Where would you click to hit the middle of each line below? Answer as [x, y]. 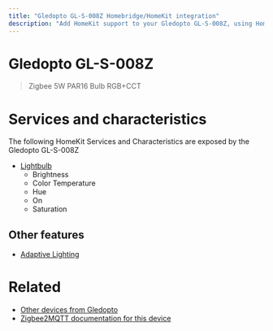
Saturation [50, 209]
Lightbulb [36, 166]
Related [35, 287]
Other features [46, 235]
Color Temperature [64, 183]
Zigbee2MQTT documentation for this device [95, 319]
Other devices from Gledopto [69, 310]
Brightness [50, 175]
